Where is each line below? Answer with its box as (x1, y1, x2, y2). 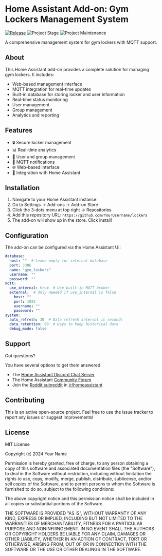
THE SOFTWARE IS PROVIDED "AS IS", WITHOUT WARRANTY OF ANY (5, 510, 147, 516)
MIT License (5, 441, 30, 447)
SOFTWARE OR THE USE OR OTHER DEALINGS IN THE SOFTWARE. (5, 546, 142, 552)
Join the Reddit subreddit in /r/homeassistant (12, 382, 103, 388)
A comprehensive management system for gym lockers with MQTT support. (5, 39, 157, 45)
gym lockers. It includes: (5, 72, 54, 77)
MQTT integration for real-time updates (12, 86, 91, 92)
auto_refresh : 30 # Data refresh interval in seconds (9, 317, 123, 322)
